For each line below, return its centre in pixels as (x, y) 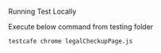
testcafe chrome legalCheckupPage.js (71, 41)
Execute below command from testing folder (81, 26)
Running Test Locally (42, 11)
